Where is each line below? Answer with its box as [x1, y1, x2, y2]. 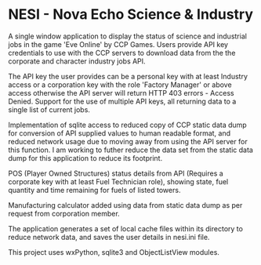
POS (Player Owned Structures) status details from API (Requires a [8, 169, 223, 178]
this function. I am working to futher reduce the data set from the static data [8, 145, 253, 154]
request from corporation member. [8, 209, 120, 218]
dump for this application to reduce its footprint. [8, 153, 163, 162]
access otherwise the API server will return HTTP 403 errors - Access [8, 88, 234, 97]
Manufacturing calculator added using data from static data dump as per [8, 200, 243, 209]
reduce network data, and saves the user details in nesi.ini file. [8, 232, 210, 241]
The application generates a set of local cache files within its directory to [8, 223, 243, 233]
